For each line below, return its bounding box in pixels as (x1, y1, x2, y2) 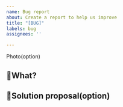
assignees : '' (6, 31, 42, 37)
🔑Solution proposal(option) (6, 91, 110, 101)
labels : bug (6, 25, 36, 32)
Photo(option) (6, 53, 41, 60)
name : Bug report (6, 8, 50, 15)
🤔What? (6, 70, 37, 81)
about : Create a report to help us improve (6, 14, 118, 20)
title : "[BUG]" (6, 20, 45, 26)
